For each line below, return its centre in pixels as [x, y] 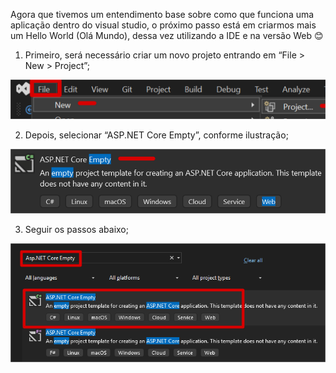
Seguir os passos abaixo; [76, 229]
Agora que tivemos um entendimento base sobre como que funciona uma [162, 14]
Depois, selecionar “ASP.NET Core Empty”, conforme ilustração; [156, 135]
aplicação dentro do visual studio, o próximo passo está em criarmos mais [163, 25]
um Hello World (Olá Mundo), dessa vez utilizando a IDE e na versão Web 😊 [167, 35]
